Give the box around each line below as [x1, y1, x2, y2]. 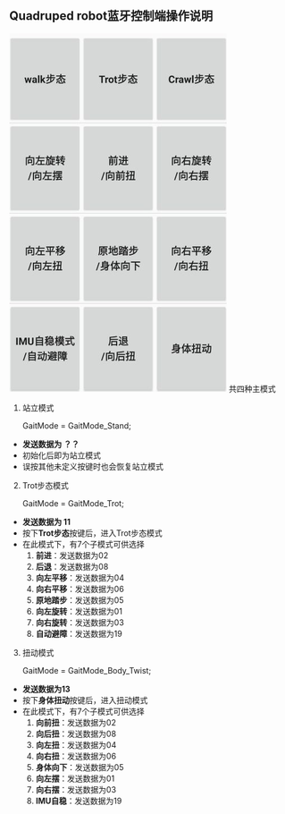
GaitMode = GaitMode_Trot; [21, 497, 125, 508]
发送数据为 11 [21, 516, 71, 527]
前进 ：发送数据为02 [35, 549, 109, 561]
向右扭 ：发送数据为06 [35, 750, 117, 761]
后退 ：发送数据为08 [35, 561, 109, 572]
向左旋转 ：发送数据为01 [35, 606, 123, 616]
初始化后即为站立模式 [21, 450, 101, 461]
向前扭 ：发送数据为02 [35, 716, 116, 727]
